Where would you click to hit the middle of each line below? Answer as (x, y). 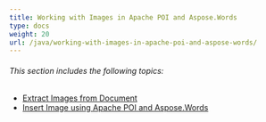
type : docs (29, 26)
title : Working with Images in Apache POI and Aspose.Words (124, 17)
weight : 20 (29, 34)
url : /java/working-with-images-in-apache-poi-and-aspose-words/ (133, 42)
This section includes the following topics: (87, 70)
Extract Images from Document (80, 98)
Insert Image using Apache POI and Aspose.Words (115, 108)
